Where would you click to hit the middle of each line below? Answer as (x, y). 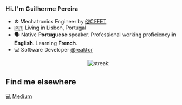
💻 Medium (19, 96)
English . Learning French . (45, 43)
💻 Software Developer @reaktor (53, 50)
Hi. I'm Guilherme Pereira (42, 9)
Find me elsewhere (41, 82)
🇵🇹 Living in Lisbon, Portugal (50, 28)
